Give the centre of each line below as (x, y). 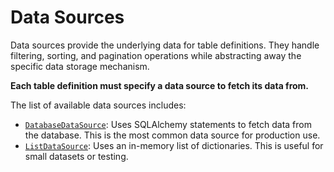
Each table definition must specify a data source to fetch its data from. (160, 85)
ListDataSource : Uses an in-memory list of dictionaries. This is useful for (174, 145)
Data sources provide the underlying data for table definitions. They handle (165, 45)
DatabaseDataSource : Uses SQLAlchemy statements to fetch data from (168, 124)
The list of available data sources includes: (98, 105)
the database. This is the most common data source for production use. (172, 135)
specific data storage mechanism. (80, 66)
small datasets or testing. (76, 156)
